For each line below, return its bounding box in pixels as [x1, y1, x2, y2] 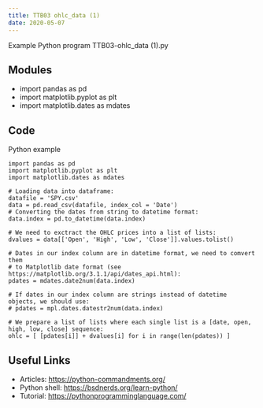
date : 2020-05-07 [8, 19, 65, 27]
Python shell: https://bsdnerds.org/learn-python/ [19, 383, 179, 392]
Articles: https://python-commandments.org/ [19, 374, 165, 384]
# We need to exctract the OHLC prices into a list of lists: [8, 229, 217, 237]
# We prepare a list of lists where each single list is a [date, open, [8, 318, 252, 327]
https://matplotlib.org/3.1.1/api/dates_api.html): [8, 270, 181, 278]
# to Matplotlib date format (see [8, 263, 122, 272]
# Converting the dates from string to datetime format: [8, 208, 199, 217]
